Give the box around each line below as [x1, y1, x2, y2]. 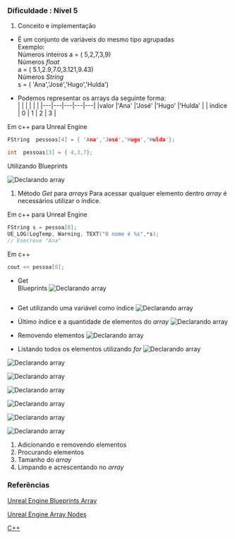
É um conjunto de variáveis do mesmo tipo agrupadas [17, 35, 174, 44]
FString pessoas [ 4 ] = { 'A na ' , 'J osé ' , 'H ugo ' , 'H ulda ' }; [7, 136, 175, 143]
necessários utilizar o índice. [17, 197, 101, 205]
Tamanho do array [17, 455, 72, 464]
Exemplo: [17, 43, 45, 52]
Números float [17, 58, 60, 66]
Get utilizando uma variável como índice [17, 303, 135, 312]
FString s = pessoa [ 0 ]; [7, 224, 78, 231]
